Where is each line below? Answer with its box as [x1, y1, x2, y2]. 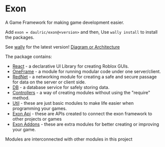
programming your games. [12, 105, 67, 111]
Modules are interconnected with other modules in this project [5, 136, 133, 142]
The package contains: [5, 53, 52, 60]
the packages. [5, 34, 35, 40]
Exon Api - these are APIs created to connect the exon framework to [12, 110, 153, 117]
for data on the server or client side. [12, 79, 86, 85]
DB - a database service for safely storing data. [12, 84, 110, 90]
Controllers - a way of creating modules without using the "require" [12, 89, 151, 95]
